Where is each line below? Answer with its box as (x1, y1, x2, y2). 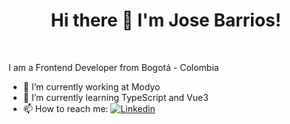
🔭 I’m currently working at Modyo (22, 80, 161, 93)
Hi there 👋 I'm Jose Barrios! (50, 9, 282, 32)
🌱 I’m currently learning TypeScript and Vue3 (22, 91, 209, 103)
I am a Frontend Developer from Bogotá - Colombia (8, 61, 220, 73)
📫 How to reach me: (22, 102, 109, 114)
